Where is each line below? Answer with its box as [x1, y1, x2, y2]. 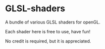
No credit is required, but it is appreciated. [5, 38, 92, 44]
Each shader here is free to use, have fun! [5, 28, 91, 34]
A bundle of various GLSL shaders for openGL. [5, 19, 101, 25]
